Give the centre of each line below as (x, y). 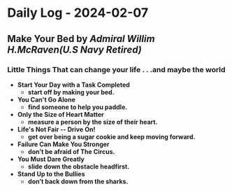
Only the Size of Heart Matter (60, 114)
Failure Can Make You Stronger (63, 144)
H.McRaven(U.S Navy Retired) (74, 49)
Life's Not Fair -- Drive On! (56, 129)
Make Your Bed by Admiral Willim (81, 39)
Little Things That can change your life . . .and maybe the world (116, 69)
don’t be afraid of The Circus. (71, 151)
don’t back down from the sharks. (78, 181)
